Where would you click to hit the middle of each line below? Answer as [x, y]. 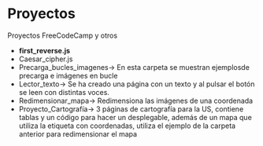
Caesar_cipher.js [46, 59]
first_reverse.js [44, 50]
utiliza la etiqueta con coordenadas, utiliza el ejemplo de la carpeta [127, 126]
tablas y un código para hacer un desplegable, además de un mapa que [135, 117]
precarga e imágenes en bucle [68, 75]
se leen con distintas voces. [64, 92]
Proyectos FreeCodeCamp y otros [63, 35]
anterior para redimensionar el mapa [78, 133]
